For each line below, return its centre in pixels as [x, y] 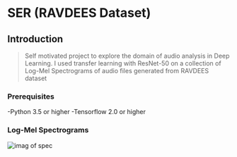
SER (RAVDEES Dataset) [79, 13]
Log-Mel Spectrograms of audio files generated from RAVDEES [117, 71]
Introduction [35, 39]
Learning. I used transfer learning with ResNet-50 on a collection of [123, 63]
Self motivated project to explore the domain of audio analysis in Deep [127, 56]
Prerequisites [31, 96]
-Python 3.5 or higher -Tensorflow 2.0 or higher [77, 112]
